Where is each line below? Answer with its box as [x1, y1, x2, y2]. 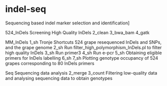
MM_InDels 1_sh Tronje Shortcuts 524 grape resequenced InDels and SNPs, [5, 39, 162, 45]
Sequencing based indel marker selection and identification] [5, 20, 130, 26]
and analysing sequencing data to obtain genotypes [5, 75, 113, 81]
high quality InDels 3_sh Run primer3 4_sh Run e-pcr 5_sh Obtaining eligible [5, 50, 162, 56]
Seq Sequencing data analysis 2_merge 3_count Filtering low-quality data [5, 70, 157, 76]
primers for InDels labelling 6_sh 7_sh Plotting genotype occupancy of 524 [5, 55, 158, 61]
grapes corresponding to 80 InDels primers [5, 60, 94, 66]
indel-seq [5, 3, 47, 15]
